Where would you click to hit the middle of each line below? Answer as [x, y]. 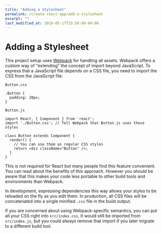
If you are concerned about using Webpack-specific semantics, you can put [81, 211]
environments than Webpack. [35, 182]
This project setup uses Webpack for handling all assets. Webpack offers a [80, 61]
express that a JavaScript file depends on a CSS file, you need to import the [81, 71]
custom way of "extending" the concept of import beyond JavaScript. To [78, 66]
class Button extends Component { [40, 136]
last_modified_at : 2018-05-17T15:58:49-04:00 [52, 23]
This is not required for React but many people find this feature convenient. [80, 166]
